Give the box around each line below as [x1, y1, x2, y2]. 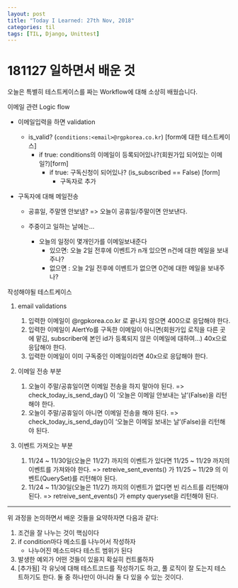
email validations [17, 302, 67, 310]
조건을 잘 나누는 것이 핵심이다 [17, 528, 99, 537]
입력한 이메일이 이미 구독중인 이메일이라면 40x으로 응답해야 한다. [28, 352, 208, 361]
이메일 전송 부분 [17, 367, 62, 375]
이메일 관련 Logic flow [7, 103, 70, 111]
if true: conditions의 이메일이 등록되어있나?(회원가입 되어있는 [38, 150, 210, 159]
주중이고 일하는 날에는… [28, 222, 95, 231]
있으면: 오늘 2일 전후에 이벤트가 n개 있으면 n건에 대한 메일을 [49, 246, 215, 255]
